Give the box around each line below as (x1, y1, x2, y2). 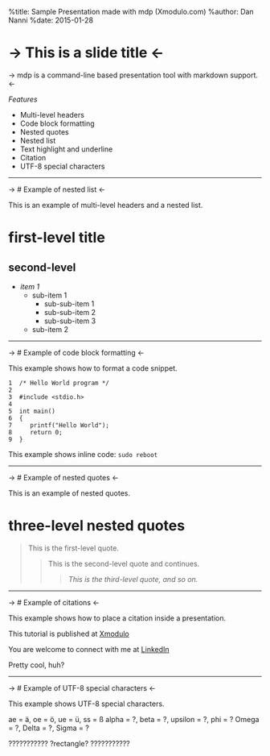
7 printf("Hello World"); (8, 421, 110, 430)
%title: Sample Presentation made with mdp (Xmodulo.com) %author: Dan (8, 7, 255, 16)
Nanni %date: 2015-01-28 (8, 15, 94, 25)
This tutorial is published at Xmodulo (8, 629, 130, 638)
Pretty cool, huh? (8, 660, 65, 670)
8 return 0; (8, 428, 63, 436)
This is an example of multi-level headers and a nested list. (8, 200, 203, 210)
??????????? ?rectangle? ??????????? (8, 738, 130, 748)
